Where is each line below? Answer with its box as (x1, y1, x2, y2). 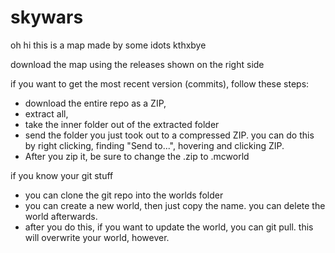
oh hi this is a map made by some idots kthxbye (10, 39, 207, 51)
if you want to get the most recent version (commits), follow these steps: (10, 77, 310, 90)
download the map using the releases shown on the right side (10, 58, 265, 70)
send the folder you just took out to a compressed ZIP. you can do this (24, 129, 315, 141)
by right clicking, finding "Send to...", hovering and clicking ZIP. (24, 139, 285, 151)
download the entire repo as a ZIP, (24, 97, 167, 109)
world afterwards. (24, 210, 98, 222)
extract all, (24, 107, 69, 120)
